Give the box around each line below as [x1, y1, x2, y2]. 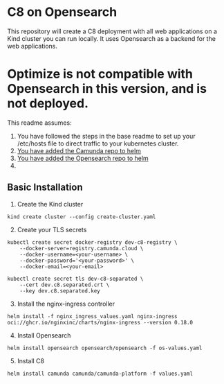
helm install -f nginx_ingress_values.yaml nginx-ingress [7, 313, 178, 320]
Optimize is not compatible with [7, 67, 194, 82]
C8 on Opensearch [7, 4, 118, 20]
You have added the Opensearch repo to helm [17, 154, 149, 162]
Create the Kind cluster [17, 200, 84, 208]
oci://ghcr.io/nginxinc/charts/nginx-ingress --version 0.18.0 [7, 319, 194, 326]
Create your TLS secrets [17, 225, 87, 234]
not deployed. [7, 96, 88, 112]
